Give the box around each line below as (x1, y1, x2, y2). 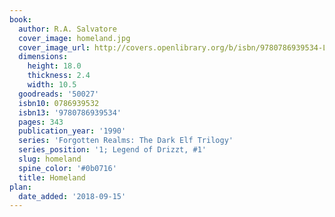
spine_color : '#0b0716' (18, 163, 117, 173)
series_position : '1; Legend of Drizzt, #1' (18, 145, 207, 155)
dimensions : (18, 52, 69, 62)
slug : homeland (18, 154, 82, 164)
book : (9, 14, 32, 25)
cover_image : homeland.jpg (18, 33, 131, 43)
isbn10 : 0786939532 (18, 98, 100, 108)
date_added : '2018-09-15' (18, 191, 127, 201)
